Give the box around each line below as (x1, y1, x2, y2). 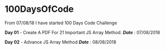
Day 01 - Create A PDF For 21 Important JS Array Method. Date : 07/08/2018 (4, 29, 160, 35)
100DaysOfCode (4, 3, 74, 15)
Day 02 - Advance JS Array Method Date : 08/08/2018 (4, 39, 117, 45)
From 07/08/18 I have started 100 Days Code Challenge (4, 20, 117, 26)
